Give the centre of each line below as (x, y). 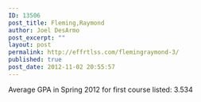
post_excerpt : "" (37, 38)
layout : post (30, 45)
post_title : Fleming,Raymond (56, 23)
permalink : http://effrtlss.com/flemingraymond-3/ (94, 52)
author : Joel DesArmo (44, 30)
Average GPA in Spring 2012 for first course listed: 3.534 (100, 89)
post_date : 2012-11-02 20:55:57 (62, 67)
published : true (35, 60)
